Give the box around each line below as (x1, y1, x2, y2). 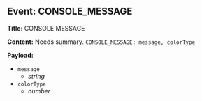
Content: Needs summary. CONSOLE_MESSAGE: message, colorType (7, 38, 196, 46)
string (27, 72, 45, 80)
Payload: (7, 51, 34, 59)
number (27, 86, 51, 95)
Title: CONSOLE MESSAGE (7, 24, 85, 32)
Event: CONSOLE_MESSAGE (7, 6, 133, 17)
